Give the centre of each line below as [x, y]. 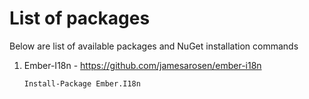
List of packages [80, 18]
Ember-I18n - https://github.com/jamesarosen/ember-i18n [142, 65]
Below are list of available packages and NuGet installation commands [154, 46]
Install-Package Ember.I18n [82, 83]
